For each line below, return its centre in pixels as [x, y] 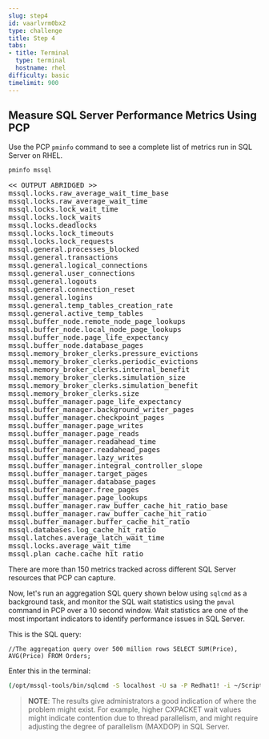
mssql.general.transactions [63, 258]
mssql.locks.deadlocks [53, 226]
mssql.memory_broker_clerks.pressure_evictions [103, 354]
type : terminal [41, 61]
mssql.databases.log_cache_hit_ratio [82, 530]
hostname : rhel [41, 68]
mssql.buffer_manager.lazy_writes [76, 458]
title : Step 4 [32, 38]
